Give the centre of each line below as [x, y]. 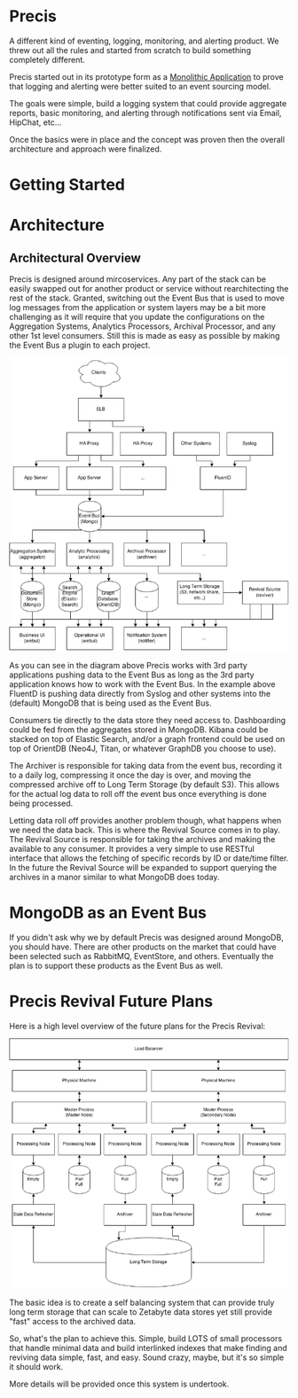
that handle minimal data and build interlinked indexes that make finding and [149, 1348]
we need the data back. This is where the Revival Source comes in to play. [145, 830]
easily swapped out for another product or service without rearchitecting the [149, 289]
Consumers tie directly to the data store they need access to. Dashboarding [148, 721]
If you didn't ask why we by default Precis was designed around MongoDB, [146, 938]
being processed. [41, 803]
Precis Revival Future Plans [111, 1001]
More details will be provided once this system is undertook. [119, 1384]
